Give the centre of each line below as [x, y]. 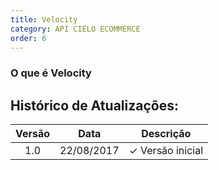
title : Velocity [44, 19]
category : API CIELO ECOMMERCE [75, 29]
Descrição [166, 134]
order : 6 [28, 38]
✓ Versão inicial [166, 151]
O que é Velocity [51, 73]
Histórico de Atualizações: [94, 105]
